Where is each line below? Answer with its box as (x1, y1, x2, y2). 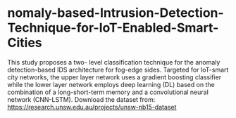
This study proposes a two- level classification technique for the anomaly (7, 58, 221, 66)
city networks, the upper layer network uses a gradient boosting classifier (7, 72, 222, 81)
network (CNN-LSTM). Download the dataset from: (7, 95, 156, 103)
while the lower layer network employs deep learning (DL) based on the (7, 80, 215, 88)
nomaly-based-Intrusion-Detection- (7, 5, 224, 21)
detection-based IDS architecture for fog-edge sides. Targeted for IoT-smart (7, 65, 229, 74)
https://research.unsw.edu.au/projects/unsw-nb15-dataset (7, 103, 177, 111)
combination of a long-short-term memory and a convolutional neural (7, 88, 209, 96)
